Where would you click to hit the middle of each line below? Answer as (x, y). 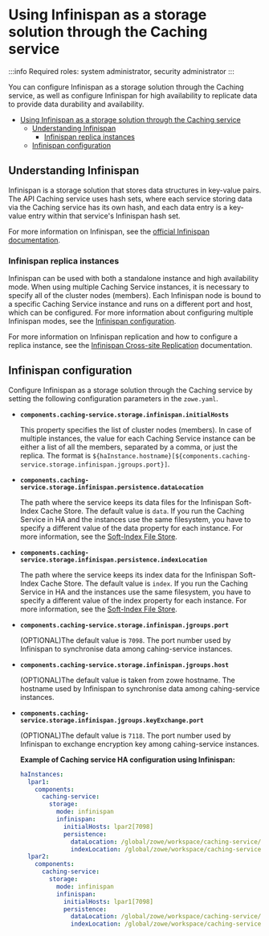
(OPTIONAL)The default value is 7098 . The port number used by (125, 640)
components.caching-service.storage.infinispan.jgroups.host (124, 665)
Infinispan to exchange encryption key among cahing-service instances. (139, 743)
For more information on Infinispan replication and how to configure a (123, 337)
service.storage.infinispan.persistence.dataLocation (112, 487)
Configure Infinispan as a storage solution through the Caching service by (130, 390)
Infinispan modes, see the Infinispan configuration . (92, 321)
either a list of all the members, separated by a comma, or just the (129, 447)
